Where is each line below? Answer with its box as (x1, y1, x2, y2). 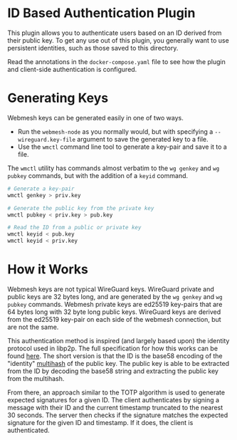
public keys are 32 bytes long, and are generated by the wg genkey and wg (7, 292, 223, 300)
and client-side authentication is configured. (7, 65, 137, 73)
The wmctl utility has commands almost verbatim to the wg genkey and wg (7, 164, 220, 172)
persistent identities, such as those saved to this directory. (7, 43, 179, 52)
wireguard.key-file (17, 136, 76, 143)
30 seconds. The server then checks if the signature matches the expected (7, 411, 228, 419)
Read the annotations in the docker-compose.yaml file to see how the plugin (7, 57, 226, 66)
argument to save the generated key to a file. (77, 135, 209, 143)
